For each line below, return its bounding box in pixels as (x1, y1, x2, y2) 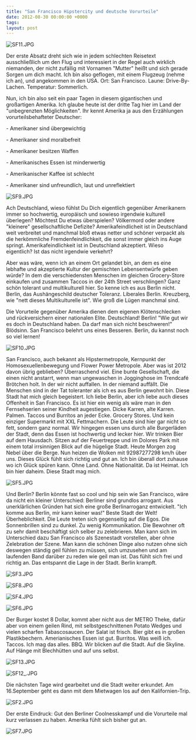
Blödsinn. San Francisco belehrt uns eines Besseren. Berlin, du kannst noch (6, 327, 189, 334)
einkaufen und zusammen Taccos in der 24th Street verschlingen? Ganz (6, 278, 181, 285)
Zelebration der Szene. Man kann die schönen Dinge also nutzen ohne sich (6, 541, 188, 548)
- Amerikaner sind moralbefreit (6, 136, 81, 144)
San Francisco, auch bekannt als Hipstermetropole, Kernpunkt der (6, 356, 166, 363)
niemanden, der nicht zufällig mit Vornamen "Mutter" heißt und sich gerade (6, 65, 188, 72)
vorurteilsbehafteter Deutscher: (6, 114, 82, 121)
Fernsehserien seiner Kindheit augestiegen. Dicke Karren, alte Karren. (6, 406, 175, 413)
